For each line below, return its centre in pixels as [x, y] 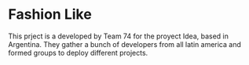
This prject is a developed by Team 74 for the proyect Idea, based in [119, 36]
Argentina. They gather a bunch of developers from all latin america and [125, 44]
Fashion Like [50, 14]
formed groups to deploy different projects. [78, 52]
